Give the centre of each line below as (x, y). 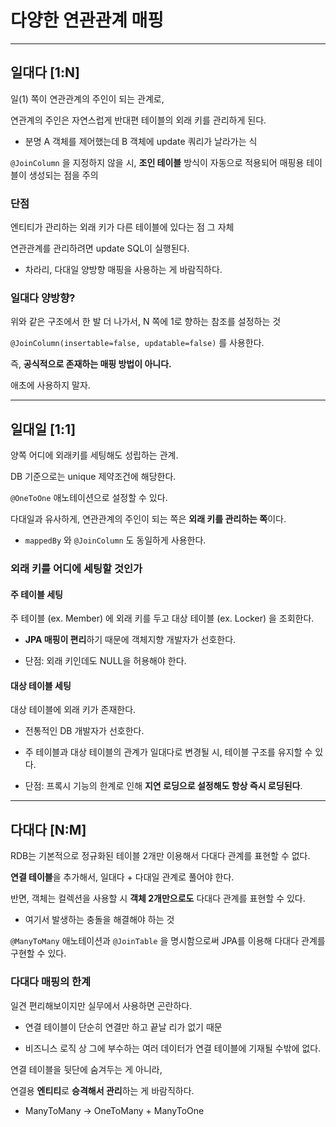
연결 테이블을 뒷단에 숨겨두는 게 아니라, (86, 1069)
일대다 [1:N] (45, 72)
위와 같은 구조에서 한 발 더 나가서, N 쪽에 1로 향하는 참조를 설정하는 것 (146, 322)
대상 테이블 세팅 (41, 685)
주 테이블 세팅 (36, 594)
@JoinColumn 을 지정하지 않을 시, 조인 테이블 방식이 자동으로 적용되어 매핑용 (157, 162)
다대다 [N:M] (48, 829)
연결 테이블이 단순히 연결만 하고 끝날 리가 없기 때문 (123, 1027)
